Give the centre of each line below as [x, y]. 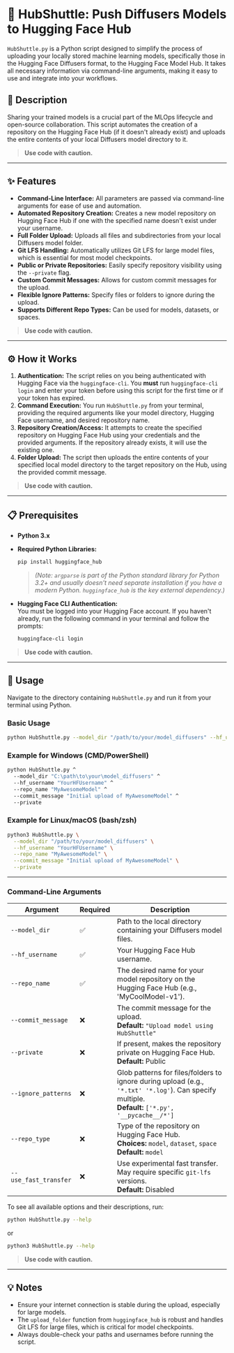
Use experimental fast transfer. [168, 1164]
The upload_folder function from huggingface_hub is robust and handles [120, 1319]
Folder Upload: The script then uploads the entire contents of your [113, 458]
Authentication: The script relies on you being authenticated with [112, 376]
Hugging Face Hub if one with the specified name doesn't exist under [117, 220]
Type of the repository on [159, 1126]
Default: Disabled [146, 1189]
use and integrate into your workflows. [63, 78]
